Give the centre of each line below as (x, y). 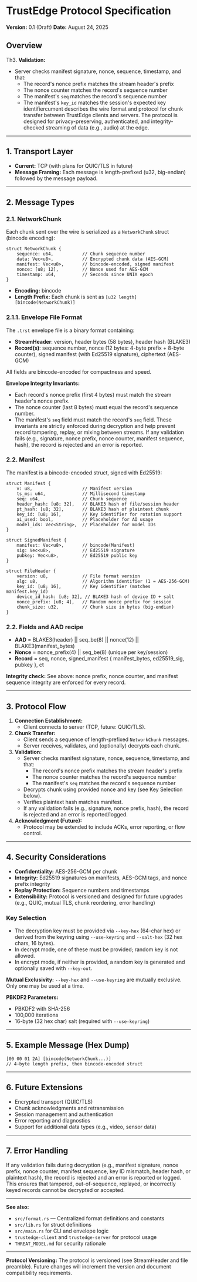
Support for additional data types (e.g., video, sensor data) (85, 1127)
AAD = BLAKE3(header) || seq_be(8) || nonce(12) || (77, 640)
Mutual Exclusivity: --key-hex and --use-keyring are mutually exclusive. (94, 980)
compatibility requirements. (39, 1273)
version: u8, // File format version (79, 576)
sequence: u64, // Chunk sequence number (81, 254)
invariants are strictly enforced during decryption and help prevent (95, 426)
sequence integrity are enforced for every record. (66, 682)
